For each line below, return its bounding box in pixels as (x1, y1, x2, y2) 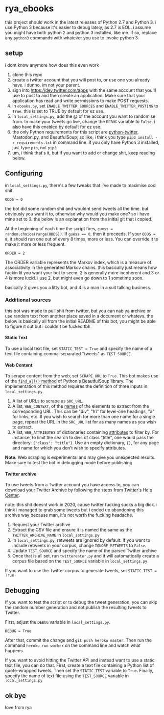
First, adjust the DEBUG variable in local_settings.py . (5, 619, 111, 625)
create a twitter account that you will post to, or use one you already (12, 77, 150, 82)
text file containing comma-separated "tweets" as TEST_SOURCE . (5, 351, 132, 357)
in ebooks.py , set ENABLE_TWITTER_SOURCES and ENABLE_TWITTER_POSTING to (12, 103, 159, 108)
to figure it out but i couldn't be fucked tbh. (5, 323, 92, 329)
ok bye (5, 691, 26, 700)
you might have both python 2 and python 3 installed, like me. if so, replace (5, 29, 157, 35)
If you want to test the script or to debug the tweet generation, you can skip (5, 599, 158, 605)
